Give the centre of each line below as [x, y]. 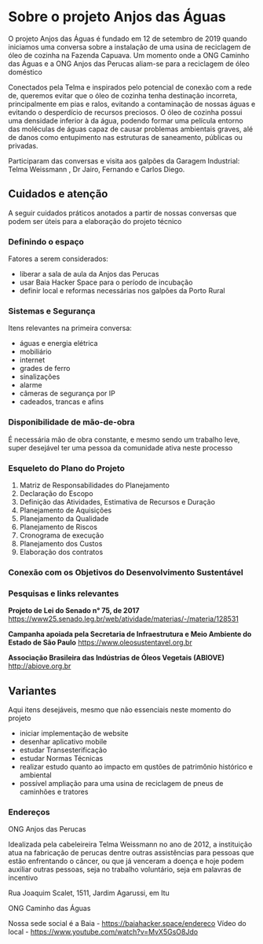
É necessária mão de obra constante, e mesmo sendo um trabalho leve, [124, 439]
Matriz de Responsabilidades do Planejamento [95, 485]
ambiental [36, 775]
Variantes [32, 691]
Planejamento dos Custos [61, 543]
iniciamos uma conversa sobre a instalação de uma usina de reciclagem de [130, 46]
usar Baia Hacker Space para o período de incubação [106, 282]
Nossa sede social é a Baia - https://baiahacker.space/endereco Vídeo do [127, 924]
